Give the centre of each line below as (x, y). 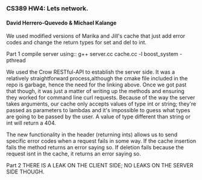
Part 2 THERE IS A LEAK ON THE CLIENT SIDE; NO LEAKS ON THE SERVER (100, 166)
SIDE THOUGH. (25, 172)
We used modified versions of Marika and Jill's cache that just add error (96, 36)
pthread (16, 61)
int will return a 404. (31, 123)
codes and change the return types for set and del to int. (76, 43)
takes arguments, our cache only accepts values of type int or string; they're (101, 104)
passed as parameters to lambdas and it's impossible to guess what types (98, 110)
